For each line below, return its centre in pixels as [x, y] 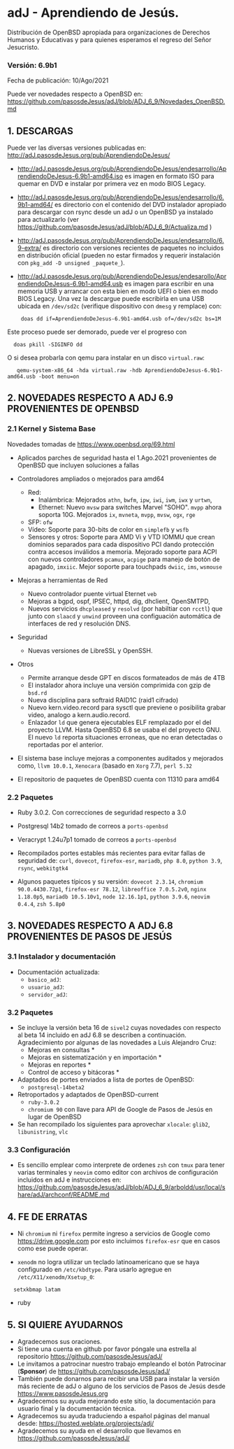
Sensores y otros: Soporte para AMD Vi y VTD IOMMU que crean [121, 537]
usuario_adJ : [46, 987]
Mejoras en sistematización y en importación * [95, 1057]
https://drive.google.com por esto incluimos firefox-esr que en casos [119, 1241]
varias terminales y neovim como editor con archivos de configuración [118, 1173]
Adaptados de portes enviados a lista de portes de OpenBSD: [106, 1080]
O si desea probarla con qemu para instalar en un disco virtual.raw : [106, 358]
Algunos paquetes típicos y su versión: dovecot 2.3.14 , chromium [110, 882]
